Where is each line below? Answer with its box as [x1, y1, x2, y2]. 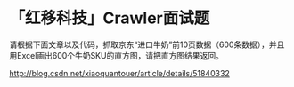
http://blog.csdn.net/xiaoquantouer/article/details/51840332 [9, 67, 230, 78]
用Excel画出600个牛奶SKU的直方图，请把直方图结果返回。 [9, 50, 225, 60]
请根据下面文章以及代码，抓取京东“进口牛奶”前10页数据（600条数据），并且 [9, 39, 285, 50]
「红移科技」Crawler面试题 [9, 8, 210, 28]
